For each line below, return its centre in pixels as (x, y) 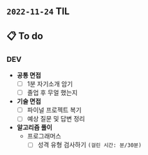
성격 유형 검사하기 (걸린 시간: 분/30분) (90, 145)
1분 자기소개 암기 (50, 84)
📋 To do (25, 36)
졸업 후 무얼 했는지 (52, 92)
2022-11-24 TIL (38, 11)
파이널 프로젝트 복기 (54, 110)
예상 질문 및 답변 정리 (56, 119)
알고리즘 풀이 (35, 127)
